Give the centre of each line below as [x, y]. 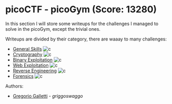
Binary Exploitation [33, 59]
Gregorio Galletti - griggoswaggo [48, 96]
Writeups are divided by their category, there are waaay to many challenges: [86, 39]
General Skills [27, 49]
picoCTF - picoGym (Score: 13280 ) [81, 9]
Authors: [14, 86]
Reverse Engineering [35, 71]
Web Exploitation [31, 65]
